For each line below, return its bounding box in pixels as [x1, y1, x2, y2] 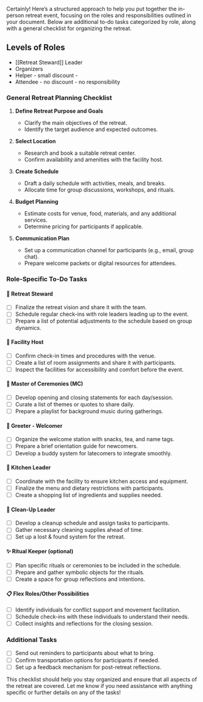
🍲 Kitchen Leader [6, 464, 51, 471]
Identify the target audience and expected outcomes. [24, 125, 158, 133]
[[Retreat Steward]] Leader [15, 58, 83, 66]
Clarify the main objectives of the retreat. [24, 119, 128, 127]
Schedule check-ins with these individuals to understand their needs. [15, 613, 190, 621]
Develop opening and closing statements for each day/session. [15, 394, 174, 401]
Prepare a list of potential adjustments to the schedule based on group [15, 318, 193, 325]
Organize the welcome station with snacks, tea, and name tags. [15, 436, 175, 443]
